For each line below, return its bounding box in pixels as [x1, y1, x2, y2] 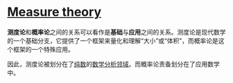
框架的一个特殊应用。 [12, 45, 74, 53]
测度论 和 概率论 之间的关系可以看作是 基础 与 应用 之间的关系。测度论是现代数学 [7, 28, 226, 36]
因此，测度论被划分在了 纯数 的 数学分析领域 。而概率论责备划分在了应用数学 [7, 59, 220, 68]
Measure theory [7, 4, 102, 20]
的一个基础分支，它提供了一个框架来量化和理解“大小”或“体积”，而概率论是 [7, 36, 218, 45]
